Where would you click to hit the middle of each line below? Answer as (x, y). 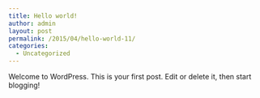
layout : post (30, 31)
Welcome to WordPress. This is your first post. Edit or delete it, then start (130, 77)
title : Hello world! (43, 16)
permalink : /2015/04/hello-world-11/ (72, 38)
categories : (28, 46)
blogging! (24, 85)
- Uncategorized (43, 53)
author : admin (32, 23)
